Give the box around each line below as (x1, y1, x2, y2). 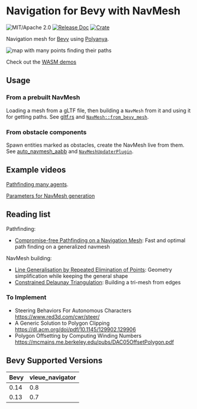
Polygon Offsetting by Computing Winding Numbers (14, 332, 142, 339)
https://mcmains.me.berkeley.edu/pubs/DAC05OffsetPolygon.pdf (14, 338, 175, 345)
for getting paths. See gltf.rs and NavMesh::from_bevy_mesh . (6, 113, 149, 120)
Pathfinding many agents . (6, 180, 69, 188)
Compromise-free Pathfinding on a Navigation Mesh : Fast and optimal (14, 236, 186, 244)
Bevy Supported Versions (6, 356, 103, 366)
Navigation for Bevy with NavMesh (6, 4, 180, 18)
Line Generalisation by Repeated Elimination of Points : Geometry (14, 266, 173, 273)
